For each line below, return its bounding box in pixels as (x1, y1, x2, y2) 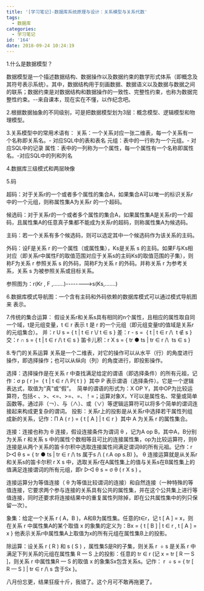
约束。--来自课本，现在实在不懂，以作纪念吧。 (16, 95, 134, 103)
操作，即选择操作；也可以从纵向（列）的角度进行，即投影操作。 (6, 356, 166, 364)
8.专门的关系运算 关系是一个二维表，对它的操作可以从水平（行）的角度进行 (6, 349, 194, 356)
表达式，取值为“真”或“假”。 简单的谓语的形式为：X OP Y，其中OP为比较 (6, 385, 188, 392)
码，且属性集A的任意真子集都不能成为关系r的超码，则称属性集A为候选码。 (6, 218, 191, 226)
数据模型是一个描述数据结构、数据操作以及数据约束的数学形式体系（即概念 (6, 73, 192, 80)
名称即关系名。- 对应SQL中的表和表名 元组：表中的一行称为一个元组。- (11, 137, 190, 144)
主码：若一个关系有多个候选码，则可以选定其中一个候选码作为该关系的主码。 (6, 231, 198, 238)
